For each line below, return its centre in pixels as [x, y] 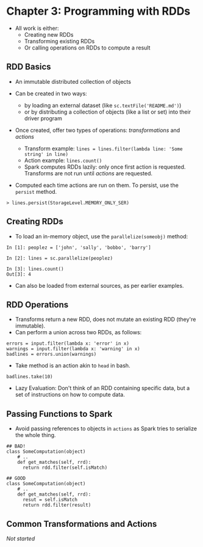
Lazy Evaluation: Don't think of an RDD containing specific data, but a [102, 388]
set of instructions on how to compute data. [70, 395]
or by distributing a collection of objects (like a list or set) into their [107, 112]
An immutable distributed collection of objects [73, 81]
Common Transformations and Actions [82, 524]
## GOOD [16, 479]
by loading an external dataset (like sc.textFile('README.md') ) [103, 105]
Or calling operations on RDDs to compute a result [87, 48]
